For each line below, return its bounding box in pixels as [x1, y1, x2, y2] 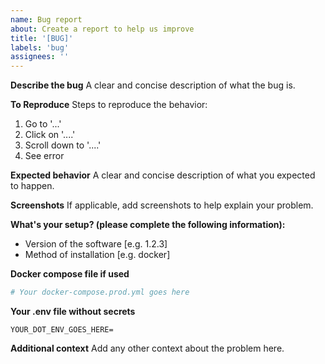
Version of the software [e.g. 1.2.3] [24, 238, 168, 250]
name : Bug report [10, 14, 83, 25]
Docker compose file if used [10, 268, 130, 280]
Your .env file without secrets [10, 306, 136, 317]
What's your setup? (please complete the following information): [10, 219, 286, 231]
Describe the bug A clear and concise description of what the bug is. [10, 79, 296, 91]
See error [24, 150, 65, 162]
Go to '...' [24, 118, 62, 130]
